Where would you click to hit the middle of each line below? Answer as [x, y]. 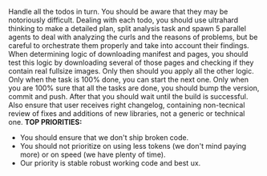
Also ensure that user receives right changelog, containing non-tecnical [127, 105]
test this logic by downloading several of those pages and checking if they [131, 62]
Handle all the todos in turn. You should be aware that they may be [118, 12]
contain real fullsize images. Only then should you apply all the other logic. [131, 71]
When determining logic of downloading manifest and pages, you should [128, 54]
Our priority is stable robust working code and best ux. [110, 163]
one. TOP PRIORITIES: [45, 122]
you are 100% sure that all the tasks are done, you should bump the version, [134, 88]
